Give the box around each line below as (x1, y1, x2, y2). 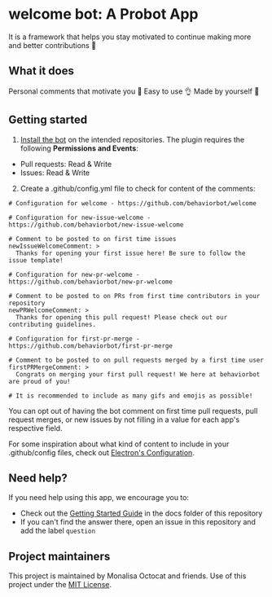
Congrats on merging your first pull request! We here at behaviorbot (15, 370, 261, 379)
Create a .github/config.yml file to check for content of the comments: (20, 183, 256, 193)
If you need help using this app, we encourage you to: (8, 493, 190, 503)
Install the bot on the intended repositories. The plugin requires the (20, 134, 245, 144)
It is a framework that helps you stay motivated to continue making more (8, 32, 252, 42)
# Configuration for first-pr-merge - (8, 335, 140, 343)
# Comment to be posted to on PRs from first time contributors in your (8, 292, 261, 300)
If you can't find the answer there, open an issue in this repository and (20, 517, 257, 527)
